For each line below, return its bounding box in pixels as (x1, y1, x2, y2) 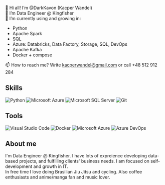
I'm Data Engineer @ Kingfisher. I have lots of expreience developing (5, 153, 147, 159)
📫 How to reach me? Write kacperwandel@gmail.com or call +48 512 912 (5, 62, 157, 68)
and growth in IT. (33, 163, 69, 169)
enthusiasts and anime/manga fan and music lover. (5, 174, 110, 180)
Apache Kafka (12, 47, 42, 52)
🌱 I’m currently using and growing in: (5, 16, 81, 21)
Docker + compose (12, 52, 53, 58)
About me (5, 140, 37, 148)
